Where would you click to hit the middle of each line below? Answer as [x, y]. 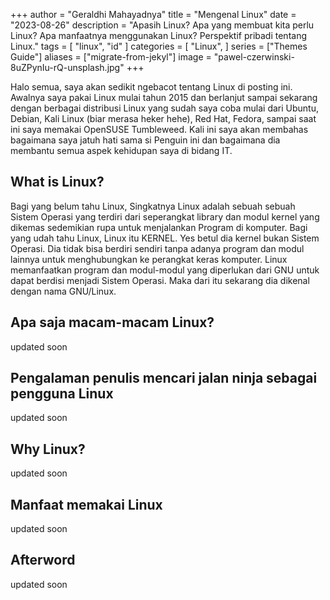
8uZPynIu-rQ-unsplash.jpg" [67, 67]
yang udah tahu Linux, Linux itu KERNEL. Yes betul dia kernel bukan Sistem [165, 238]
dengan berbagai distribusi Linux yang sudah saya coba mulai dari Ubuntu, [165, 108]
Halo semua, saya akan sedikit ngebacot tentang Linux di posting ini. [151, 87]
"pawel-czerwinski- [254, 57]
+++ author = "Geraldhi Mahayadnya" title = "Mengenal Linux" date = [153, 14]
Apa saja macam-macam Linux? [112, 322]
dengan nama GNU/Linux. [63, 291]
